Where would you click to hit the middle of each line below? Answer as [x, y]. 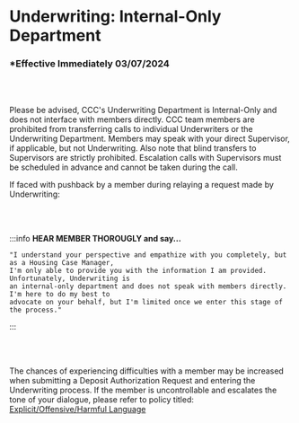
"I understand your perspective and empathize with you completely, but [148, 255]
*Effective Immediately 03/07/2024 [90, 64]
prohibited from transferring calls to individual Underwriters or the [131, 129]
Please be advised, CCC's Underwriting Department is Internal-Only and [143, 110]
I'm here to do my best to [60, 295]
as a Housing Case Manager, [62, 263]
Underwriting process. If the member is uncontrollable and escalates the [143, 390]
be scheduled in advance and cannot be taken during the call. [123, 167]
